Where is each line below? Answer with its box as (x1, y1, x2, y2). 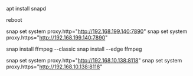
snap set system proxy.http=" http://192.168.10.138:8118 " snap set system (6, 57, 182, 64)
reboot (6, 16, 22, 23)
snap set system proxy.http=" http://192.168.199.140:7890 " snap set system (6, 28, 188, 35)
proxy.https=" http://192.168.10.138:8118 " (6, 63, 103, 70)
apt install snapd (6, 5, 46, 12)
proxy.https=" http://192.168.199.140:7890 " (6, 34, 108, 41)
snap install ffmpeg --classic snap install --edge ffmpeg (6, 45, 142, 52)
